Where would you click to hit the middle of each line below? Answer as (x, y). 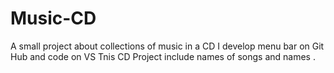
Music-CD (53, 18)
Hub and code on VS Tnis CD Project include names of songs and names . (163, 56)
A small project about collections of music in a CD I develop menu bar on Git (167, 46)
